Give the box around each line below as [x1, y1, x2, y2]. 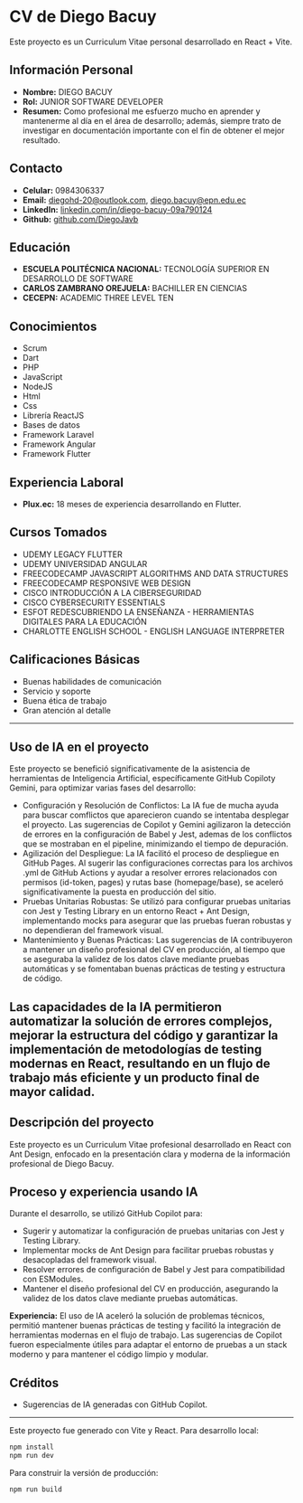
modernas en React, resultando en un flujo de [9, 1055, 271, 1071]
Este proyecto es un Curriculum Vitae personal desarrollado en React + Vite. [9, 36, 293, 47]
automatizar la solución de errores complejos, [9, 1013, 273, 1028]
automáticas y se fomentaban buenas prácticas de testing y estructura [22, 963, 286, 974]
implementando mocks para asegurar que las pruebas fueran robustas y [22, 915, 291, 926]
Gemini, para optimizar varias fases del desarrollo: [9, 782, 197, 793]
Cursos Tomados [9, 525, 108, 540]
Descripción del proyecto [9, 1115, 155, 1130]
